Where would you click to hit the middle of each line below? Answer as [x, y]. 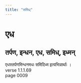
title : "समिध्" [19, 10]
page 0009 [17, 75]
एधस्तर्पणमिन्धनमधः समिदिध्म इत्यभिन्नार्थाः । [38, 64]
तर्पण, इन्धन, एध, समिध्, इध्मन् [40, 53]
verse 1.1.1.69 [18, 70]
